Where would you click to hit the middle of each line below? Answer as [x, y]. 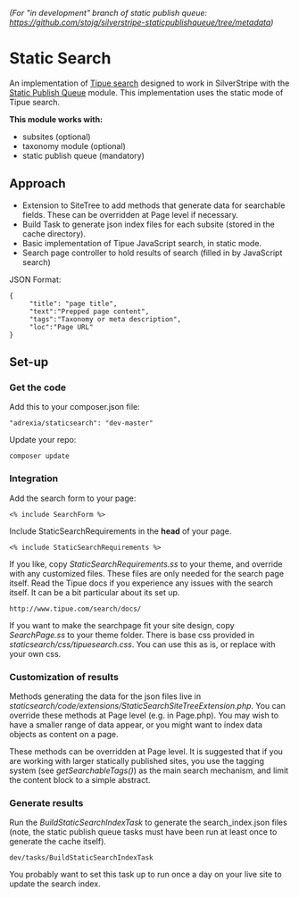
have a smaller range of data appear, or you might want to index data [136, 725]
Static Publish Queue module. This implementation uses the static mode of [146, 92]
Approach [37, 183]
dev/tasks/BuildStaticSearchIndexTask [81, 858]
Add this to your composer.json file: [75, 407]
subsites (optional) [56, 137]
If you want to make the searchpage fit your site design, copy [122, 625]
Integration [34, 478]
